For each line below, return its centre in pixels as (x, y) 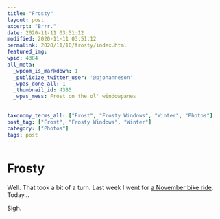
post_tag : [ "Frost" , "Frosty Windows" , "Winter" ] (80, 122)
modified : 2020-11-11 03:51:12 (52, 39)
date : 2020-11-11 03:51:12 (46, 33)
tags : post (23, 135)
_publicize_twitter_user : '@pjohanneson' (73, 77)
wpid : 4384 (23, 58)
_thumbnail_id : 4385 (42, 90)
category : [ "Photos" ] (38, 128)
